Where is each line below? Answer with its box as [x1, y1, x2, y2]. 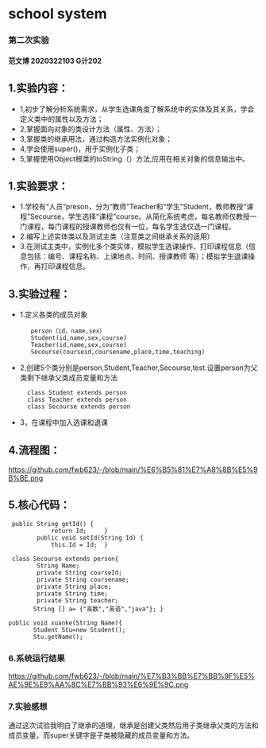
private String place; [37, 582, 112, 590]
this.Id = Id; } [50, 540, 109, 549]
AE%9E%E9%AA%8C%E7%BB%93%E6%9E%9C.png [8, 680, 189, 689]
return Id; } [50, 527, 109, 535]
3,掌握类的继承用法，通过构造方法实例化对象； [19, 134, 173, 143]
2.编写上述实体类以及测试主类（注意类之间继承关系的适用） [19, 232, 214, 241]
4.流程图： [8, 443, 61, 457]
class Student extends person [27, 389, 127, 397]
